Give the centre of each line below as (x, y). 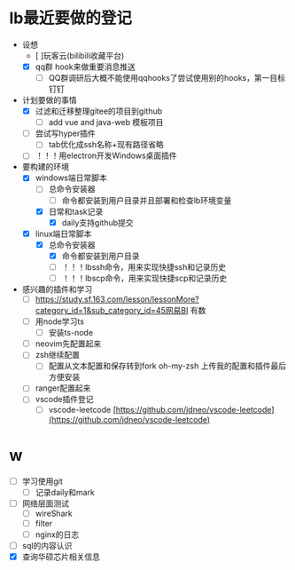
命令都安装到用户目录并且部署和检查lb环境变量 (147, 200)
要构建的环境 (45, 167)
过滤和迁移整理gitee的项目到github (99, 111)
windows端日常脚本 (71, 178)
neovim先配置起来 (68, 344)
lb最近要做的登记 (71, 18)
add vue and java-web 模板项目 (106, 123)
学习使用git (43, 481)
